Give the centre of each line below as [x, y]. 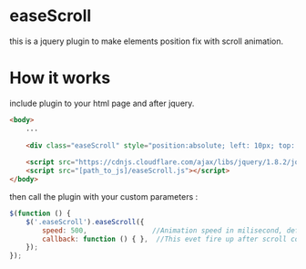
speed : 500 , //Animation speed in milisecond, [163, 230]
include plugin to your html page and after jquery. [102, 103]
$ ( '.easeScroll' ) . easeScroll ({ [85, 222]
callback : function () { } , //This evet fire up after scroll [164, 239]
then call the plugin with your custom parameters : [104, 196]
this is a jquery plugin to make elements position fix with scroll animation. [147, 41]
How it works [60, 78]
